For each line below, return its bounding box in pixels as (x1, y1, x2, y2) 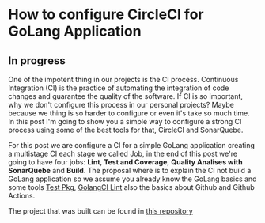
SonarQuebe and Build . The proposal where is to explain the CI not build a (8, 166, 252, 175)
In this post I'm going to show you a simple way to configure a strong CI (8, 117, 242, 126)
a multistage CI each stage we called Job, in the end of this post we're (8, 149, 238, 158)
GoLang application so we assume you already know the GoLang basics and (8, 174, 257, 183)
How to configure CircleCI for (8, 6, 204, 24)
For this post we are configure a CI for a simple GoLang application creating (8, 141, 256, 149)
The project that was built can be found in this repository (8, 206, 194, 215)
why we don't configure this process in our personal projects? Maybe (8, 100, 235, 109)
